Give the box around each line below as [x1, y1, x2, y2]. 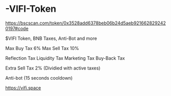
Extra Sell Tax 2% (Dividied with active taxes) [5, 65, 101, 71]
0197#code [5, 25, 29, 31]
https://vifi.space [5, 85, 41, 91]
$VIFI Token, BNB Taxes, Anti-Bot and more [5, 35, 97, 41]
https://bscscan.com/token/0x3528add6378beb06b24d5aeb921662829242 [5, 20, 166, 26]
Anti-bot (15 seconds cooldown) [5, 75, 73, 81]
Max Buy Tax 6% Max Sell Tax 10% [5, 45, 79, 51]
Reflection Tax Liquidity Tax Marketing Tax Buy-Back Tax [5, 55, 125, 61]
